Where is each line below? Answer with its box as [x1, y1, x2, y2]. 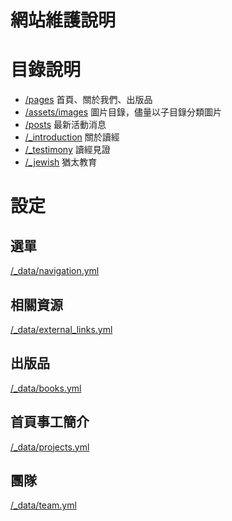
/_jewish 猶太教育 [24, 156, 98, 168]
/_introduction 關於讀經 [24, 131, 120, 143]
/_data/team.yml [10, 499, 77, 511]
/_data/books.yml [10, 382, 82, 394]
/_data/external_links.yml [10, 323, 113, 335]
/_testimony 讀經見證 [24, 144, 111, 156]
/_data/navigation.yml [10, 265, 100, 277]
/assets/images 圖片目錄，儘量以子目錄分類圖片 [24, 106, 223, 118]
